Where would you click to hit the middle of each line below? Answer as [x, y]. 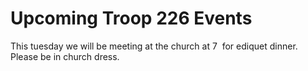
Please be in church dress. [65, 56]
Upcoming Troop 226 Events [131, 18]
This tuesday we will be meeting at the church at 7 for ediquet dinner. [154, 46]
